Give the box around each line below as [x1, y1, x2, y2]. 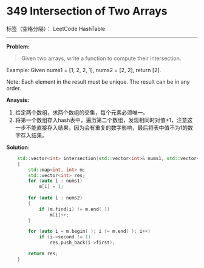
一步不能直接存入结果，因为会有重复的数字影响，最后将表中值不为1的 [15, 124, 188, 131]
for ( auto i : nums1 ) [28, 178, 83, 184]
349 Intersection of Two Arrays [6, 4, 168, 18]
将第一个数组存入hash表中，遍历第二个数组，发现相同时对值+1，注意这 [15, 116, 193, 124]
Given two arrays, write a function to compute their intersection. [21, 55, 182, 62]
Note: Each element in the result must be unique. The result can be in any [6, 78, 190, 85]
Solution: [6, 144, 30, 151]
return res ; [28, 250, 59, 257]
